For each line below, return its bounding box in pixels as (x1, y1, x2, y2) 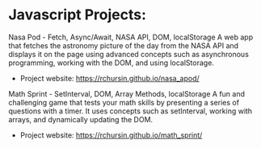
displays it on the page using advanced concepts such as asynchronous (8, 49, 249, 59)
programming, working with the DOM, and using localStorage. (8, 58, 214, 68)
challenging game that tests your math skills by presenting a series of (8, 97, 240, 107)
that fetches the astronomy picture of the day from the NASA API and (8, 40, 239, 50)
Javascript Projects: (8, 6, 147, 24)
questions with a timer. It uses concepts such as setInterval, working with (8, 106, 253, 116)
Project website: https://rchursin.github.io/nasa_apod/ (19, 73, 200, 83)
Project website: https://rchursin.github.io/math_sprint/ (19, 130, 203, 140)
